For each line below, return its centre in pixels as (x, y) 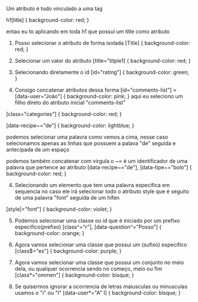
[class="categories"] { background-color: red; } (64, 114)
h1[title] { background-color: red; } (48, 20)
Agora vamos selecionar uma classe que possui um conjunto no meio (99, 262)
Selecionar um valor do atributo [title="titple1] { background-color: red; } (103, 61)
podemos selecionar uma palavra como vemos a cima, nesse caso (87, 137)
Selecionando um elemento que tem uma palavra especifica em (92, 185)
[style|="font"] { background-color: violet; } (59, 209)
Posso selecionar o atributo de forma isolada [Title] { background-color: (102, 43)
